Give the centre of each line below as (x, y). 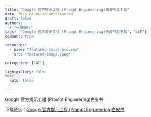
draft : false (18, 18)
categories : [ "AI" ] (25, 63)
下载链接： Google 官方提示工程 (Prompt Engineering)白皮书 (65, 110)
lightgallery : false (26, 72)
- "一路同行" (21, 28)
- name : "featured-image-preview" (44, 50)
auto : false (22, 81)
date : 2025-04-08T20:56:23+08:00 (39, 14)
